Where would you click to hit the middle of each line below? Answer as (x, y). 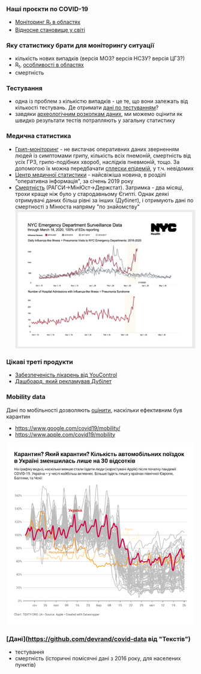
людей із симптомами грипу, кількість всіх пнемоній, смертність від (103, 156)
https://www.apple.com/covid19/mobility (65, 434)
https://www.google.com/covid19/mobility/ (67, 428)
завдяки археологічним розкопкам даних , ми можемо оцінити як (99, 114)
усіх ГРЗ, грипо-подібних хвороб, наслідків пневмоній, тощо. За (97, 162)
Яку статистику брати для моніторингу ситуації (80, 46)
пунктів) (25, 665)
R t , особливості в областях (49, 66)
